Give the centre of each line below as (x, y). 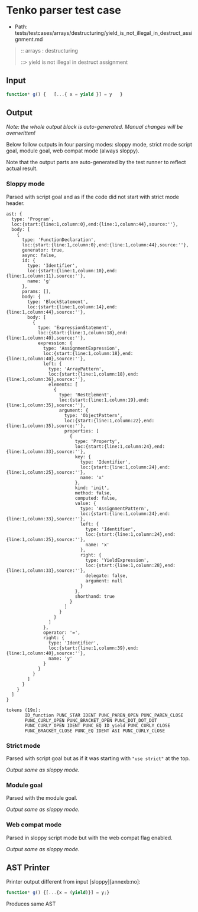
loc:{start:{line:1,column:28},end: (131, 565)
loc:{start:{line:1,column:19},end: (104, 400)
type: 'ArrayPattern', (76, 369)
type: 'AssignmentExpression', (82, 348)
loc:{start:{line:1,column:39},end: (93, 648)
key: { (83, 457)
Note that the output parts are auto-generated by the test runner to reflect (96, 162)
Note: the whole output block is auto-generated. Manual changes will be (95, 127)
